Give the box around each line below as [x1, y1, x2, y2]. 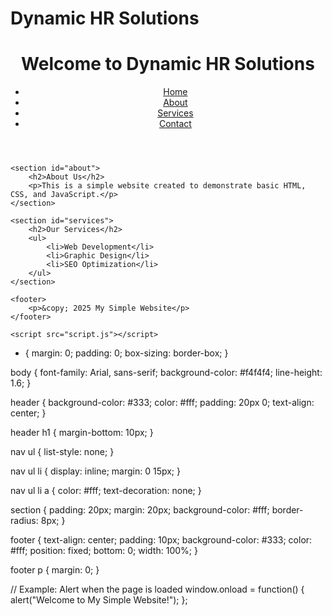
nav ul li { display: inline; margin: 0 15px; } [10, 465, 181, 477]
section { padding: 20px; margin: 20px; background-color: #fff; [10, 504, 270, 516]
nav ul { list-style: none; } [10, 446, 115, 458]
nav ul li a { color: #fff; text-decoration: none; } [10, 485, 202, 497]
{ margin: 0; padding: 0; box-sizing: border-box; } [24, 347, 229, 359]
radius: [10, 515, 39, 527]
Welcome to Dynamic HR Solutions [21, 53, 315, 76]
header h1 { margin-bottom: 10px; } [10, 427, 154, 439]
